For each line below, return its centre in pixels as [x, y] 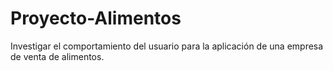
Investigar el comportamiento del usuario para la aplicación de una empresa [167, 46]
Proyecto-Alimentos [96, 18]
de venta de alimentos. [57, 56]
